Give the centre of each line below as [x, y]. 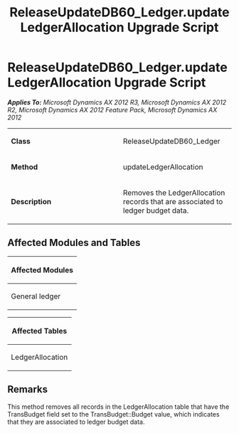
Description [31, 201]
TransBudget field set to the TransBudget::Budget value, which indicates [113, 414]
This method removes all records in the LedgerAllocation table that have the [118, 407]
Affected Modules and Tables [74, 243]
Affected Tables [39, 331]
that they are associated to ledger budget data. [76, 422]
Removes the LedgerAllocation [174, 193]
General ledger [36, 296]
